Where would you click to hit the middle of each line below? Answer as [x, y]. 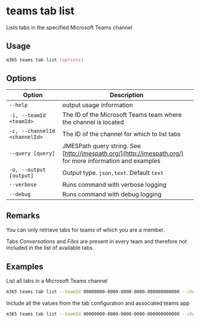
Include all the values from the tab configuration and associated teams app [98, 303]
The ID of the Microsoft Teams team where [122, 115]
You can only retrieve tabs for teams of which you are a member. [86, 230]
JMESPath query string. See [101, 146]
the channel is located [93, 122]
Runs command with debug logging [112, 195]
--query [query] [32, 154]
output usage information [98, 105]
